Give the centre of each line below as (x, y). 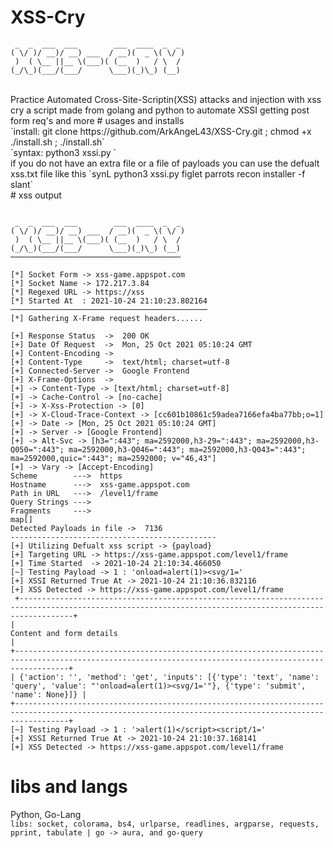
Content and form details (64, 633)
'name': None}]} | (48, 694)
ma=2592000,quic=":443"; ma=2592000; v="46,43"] (113, 458)
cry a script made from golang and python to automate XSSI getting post (160, 110)
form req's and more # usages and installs (97, 120)
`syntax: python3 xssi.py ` (63, 152)
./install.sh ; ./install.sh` (57, 142)
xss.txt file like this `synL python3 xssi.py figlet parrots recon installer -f (158, 173)
